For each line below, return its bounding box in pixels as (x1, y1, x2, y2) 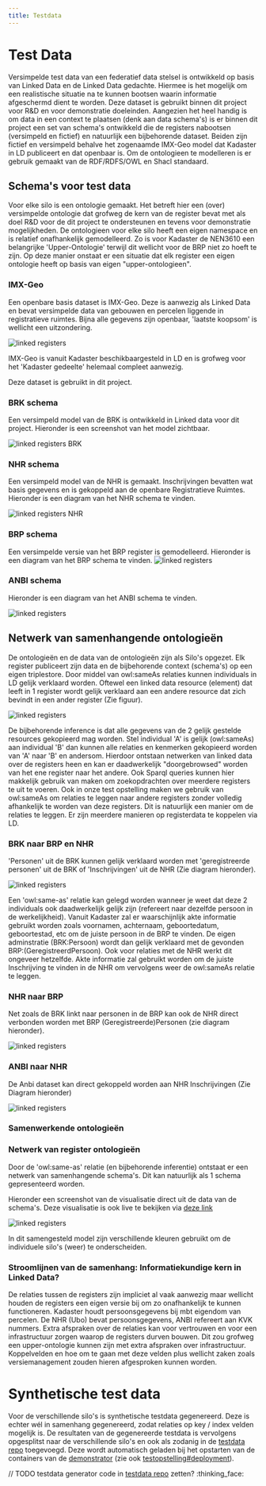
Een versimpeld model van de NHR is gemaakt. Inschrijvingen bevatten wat (8, 477, 253, 487)
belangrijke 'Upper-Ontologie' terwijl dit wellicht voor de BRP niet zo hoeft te (8, 243, 257, 252)
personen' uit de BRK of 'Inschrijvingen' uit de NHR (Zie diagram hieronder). (8, 864, 256, 874)
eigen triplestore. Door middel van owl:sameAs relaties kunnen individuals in (8, 669, 257, 679)
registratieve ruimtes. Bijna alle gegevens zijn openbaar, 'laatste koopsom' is (8, 314, 257, 324)
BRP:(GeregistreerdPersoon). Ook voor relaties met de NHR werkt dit (8, 945, 233, 955)
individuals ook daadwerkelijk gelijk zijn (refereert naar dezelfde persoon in (8, 903, 253, 913)
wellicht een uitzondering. (8, 322, 93, 332)
